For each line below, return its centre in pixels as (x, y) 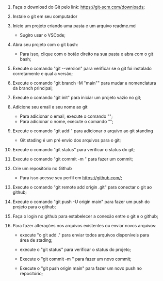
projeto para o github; (34, 207)
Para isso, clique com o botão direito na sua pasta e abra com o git (86, 54)
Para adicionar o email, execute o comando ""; (66, 116)
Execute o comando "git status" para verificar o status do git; (74, 149)
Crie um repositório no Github (42, 168)
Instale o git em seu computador (45, 16)
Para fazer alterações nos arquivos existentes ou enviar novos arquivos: (84, 226)
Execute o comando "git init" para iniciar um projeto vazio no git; (77, 97)
